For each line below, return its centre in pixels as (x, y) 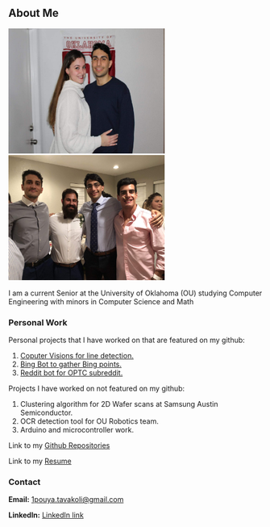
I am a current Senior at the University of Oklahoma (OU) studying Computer (135, 293)
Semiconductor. (46, 413)
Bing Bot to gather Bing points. (71, 364)
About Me (33, 13)
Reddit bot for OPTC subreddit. (71, 373)
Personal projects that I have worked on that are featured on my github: (127, 340)
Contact (25, 482)
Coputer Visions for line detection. (77, 356)
